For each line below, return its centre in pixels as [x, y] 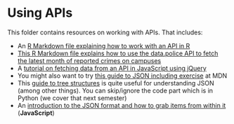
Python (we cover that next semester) [72, 98]
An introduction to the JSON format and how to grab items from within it [122, 105]
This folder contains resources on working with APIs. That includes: [105, 32]
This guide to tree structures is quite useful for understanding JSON [116, 83]
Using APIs [40, 13]
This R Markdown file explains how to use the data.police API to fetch [118, 53]
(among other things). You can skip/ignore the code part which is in [115, 90]
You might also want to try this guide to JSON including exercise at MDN [122, 76]
